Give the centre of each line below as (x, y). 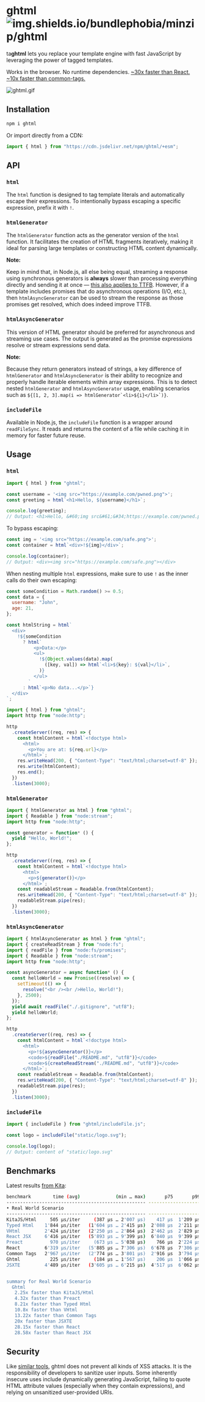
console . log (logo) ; (31, 1146)
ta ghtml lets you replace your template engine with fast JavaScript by (94, 53)
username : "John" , (35, 603)
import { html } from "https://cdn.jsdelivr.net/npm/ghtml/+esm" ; (92, 146)
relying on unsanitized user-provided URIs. (60, 1392)
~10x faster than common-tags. (46, 78)
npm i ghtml (21, 124)
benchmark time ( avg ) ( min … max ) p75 (90, 1197)
